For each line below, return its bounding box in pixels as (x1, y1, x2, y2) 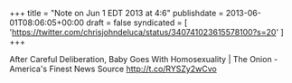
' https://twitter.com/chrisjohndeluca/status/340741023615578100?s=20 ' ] (9, 27, 285, 37)
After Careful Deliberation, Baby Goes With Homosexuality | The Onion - (9, 54, 278, 64)
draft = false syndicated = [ (85, 17, 188, 28)
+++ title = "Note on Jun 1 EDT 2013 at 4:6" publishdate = (9, 8, 224, 18)
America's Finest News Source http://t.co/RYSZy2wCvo (9, 63, 217, 74)
